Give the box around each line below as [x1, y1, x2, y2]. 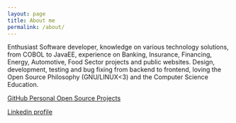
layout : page [7, 10, 46, 18]
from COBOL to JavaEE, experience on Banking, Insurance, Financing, [7, 50, 213, 59]
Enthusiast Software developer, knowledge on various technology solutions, [7, 43, 229, 52]
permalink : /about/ [7, 23, 65, 30]
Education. [7, 81, 39, 89]
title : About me [7, 17, 55, 24]
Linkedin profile [7, 107, 53, 117]
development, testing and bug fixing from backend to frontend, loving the [7, 65, 222, 74]
